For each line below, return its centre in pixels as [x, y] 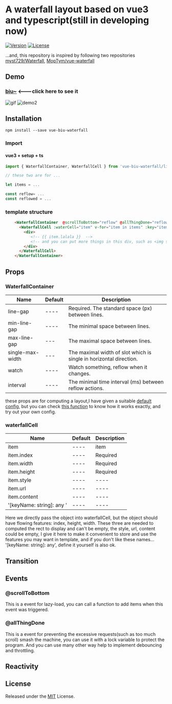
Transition [22, 561]
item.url [17, 488]
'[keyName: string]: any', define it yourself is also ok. [61, 545]
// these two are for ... [33, 176]
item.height [21, 472]
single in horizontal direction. [103, 358]
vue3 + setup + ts [24, 155]
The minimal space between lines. [109, 326]
